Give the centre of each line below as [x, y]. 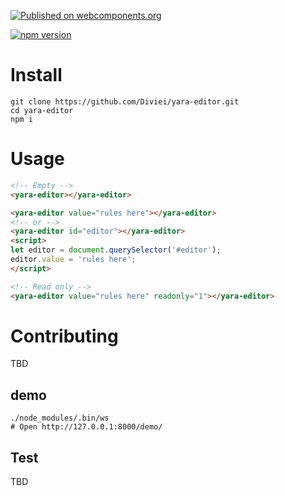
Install [36, 75]
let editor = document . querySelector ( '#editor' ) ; [116, 250]
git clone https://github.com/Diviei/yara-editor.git [125, 101]
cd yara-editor [42, 110]
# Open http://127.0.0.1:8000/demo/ [86, 427]
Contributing [64, 336]
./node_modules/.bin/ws [60, 418]
